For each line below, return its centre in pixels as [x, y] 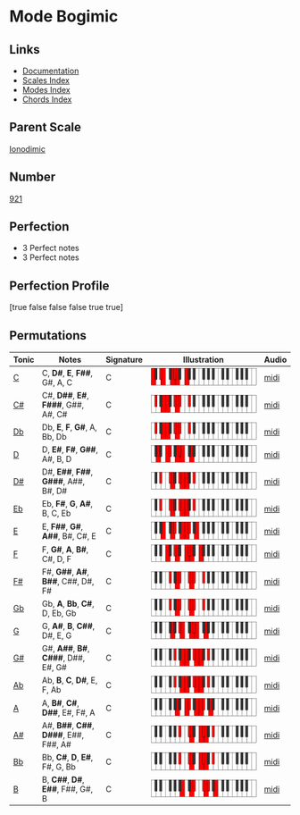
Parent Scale [46, 127]
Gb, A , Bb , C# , [68, 603]
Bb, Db [54, 436]
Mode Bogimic [64, 17]
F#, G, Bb [58, 767]
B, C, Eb [56, 513]
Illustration [204, 359]
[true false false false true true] [66, 307]
